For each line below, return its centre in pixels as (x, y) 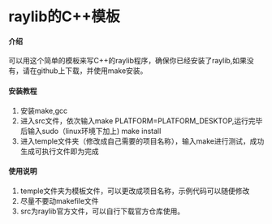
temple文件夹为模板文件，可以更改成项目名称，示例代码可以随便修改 (135, 191)
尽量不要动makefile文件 (59, 200)
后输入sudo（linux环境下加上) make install (91, 131)
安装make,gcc (44, 110)
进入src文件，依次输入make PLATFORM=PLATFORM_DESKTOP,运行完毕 (141, 121)
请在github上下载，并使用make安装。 (85, 71)
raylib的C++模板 (64, 17)
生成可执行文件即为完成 (59, 151)
